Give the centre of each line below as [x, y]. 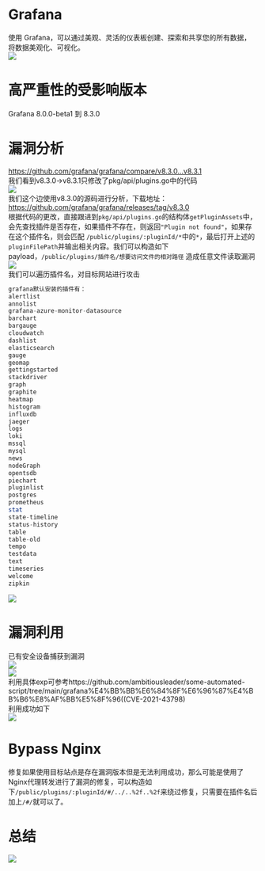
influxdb [23, 414]
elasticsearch [32, 348]
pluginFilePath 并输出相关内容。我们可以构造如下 [89, 246]
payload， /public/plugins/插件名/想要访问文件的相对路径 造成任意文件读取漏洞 [132, 256]
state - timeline [33, 517]
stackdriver [28, 378]
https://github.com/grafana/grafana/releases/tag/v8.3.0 [99, 207]
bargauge [23, 326]
